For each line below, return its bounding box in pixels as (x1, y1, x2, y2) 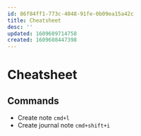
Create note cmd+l (17, 113, 70, 122)
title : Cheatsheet (7, 17, 61, 24)
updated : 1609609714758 (7, 30, 78, 37)
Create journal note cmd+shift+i (17, 121, 111, 130)
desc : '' (7, 23, 33, 30)
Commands (7, 94, 60, 106)
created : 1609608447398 (7, 37, 78, 44)
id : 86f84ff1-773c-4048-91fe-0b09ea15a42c (7, 10, 134, 18)
